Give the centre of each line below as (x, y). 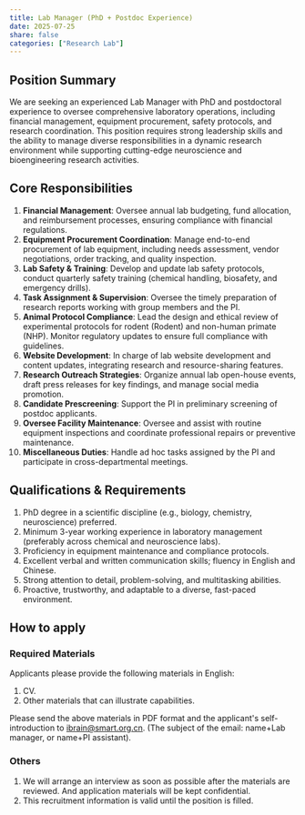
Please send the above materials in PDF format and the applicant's (134, 719)
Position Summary (63, 80)
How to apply (48, 628)
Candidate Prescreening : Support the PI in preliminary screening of (150, 403)
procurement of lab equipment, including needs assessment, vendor (151, 249)
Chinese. (39, 570)
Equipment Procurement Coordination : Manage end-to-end (136, 239)
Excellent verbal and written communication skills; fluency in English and (159, 560)
